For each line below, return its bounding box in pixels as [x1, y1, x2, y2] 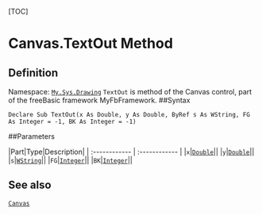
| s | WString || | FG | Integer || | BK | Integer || [8, 155, 133, 165]
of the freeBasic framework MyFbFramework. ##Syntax [8, 95, 191, 105]
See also [8, 179, 52, 192]
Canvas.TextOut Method [8, 35, 173, 52]
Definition [8, 66, 58, 79]
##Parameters [8, 132, 56, 141]
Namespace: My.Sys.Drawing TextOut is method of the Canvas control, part [8, 87, 252, 96]
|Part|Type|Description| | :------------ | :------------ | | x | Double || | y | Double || [8, 147, 255, 156]
